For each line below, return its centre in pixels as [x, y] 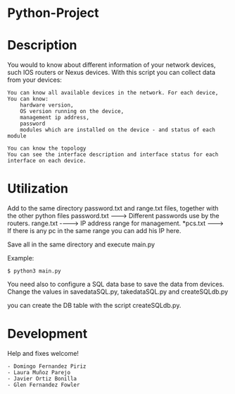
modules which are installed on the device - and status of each [118, 130]
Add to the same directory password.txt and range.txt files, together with [113, 208]
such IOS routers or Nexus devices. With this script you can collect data [112, 73]
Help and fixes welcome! [43, 353]
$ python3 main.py [34, 271]
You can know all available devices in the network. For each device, [113, 93]
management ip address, [55, 118]
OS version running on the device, [72, 112]
